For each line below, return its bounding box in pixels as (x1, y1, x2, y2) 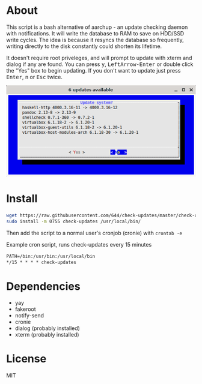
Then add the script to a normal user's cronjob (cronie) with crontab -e (6, 229, 182, 237)
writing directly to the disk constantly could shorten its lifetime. (6, 43, 162, 50)
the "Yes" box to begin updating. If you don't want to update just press (6, 67, 181, 74)
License (6, 352, 47, 366)
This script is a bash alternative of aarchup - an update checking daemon (6, 23, 188, 31)
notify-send (14, 312, 44, 319)
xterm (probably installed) (14, 331, 79, 338)
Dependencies (6, 280, 81, 293)
